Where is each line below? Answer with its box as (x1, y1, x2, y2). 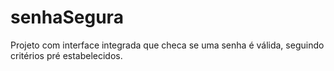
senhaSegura (10, 6, 124, 29)
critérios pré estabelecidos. (10, 49, 123, 61)
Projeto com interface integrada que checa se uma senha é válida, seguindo (10, 39, 325, 51)
